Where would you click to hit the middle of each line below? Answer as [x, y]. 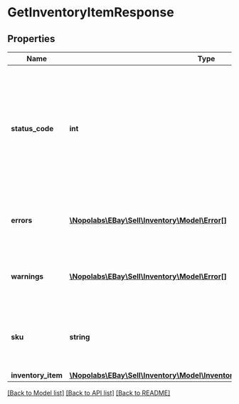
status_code [32, 129]
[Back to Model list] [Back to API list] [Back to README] [89, 393]
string [80, 337]
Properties [31, 39]
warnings [27, 276]
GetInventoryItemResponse [91, 12]
